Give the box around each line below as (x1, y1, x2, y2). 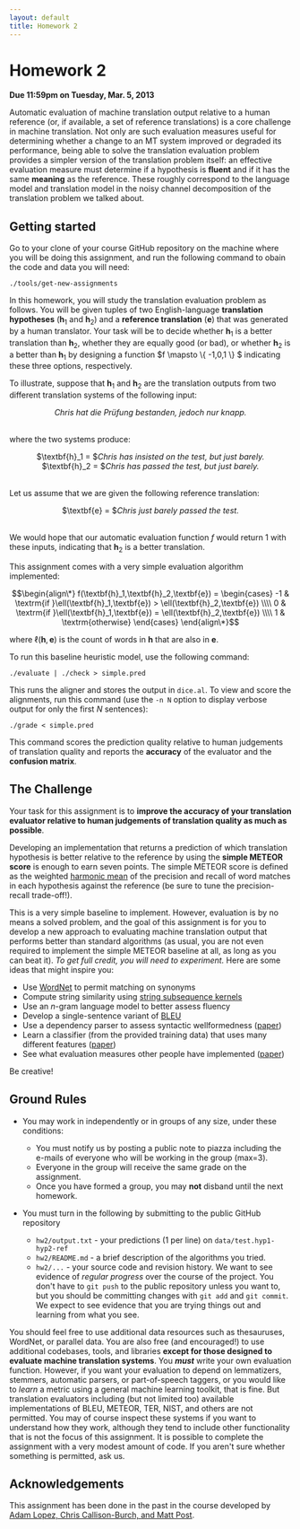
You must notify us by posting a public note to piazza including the (35, 1142, 282, 1153)
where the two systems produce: (9, 434, 132, 445)
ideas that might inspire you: (9, 964, 115, 974)
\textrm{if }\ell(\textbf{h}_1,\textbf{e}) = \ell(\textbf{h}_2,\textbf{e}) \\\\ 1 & (15, 607, 286, 618)
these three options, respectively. (9, 361, 133, 371)
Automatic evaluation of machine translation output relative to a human (9, 107, 270, 118)
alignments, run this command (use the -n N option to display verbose (9, 695, 268, 705)
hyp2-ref (35, 1244, 69, 1253)
